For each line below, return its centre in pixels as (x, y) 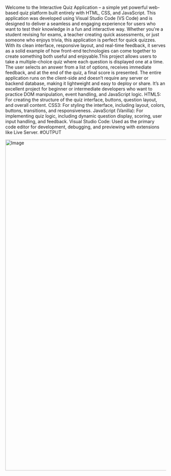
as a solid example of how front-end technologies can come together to (81, 51)
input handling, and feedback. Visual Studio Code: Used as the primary (80, 121)
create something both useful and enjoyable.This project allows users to (81, 56)
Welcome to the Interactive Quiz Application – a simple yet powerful (77, 7)
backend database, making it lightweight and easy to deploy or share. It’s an (85, 83)
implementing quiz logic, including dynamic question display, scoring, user (84, 116)
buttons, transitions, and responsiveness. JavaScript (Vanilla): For (74, 110)
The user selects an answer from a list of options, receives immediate (78, 67)
